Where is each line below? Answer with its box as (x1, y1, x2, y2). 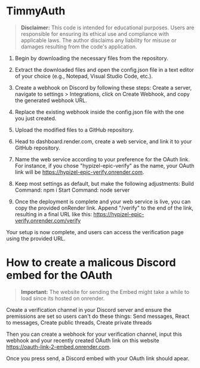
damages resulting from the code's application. (20, 43, 137, 50)
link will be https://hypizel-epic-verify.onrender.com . (14, 168, 144, 176)
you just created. (14, 115, 57, 122)
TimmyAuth (6, 4, 66, 18)
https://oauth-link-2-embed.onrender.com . (6, 343, 112, 350)
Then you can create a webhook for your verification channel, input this (6, 330, 182, 338)
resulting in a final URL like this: (14, 210, 93, 217)
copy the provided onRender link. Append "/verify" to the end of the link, (14, 204, 194, 211)
